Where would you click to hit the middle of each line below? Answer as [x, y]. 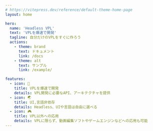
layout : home [19, 14]
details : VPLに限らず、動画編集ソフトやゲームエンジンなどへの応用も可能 [81, 121]
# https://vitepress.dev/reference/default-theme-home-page [69, 10]
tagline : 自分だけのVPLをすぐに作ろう [45, 37]
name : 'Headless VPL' [32, 28]
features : [15, 79]
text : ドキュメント [36, 51]
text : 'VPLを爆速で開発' [33, 33]
